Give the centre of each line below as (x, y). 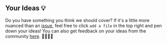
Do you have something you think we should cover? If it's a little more (77, 20)
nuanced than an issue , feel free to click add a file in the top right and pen (84, 25)
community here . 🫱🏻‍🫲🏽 (29, 36)
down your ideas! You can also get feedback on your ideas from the (76, 31)
